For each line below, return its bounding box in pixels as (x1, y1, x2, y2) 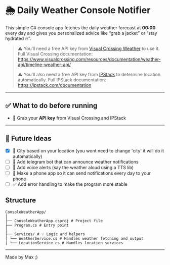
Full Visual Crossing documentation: (17, 50, 93, 57)
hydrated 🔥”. (5, 35, 31, 41)
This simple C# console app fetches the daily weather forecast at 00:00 (5, 24, 156, 31)
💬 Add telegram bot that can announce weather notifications (12, 158, 139, 165)
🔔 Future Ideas (5, 134, 52, 143)
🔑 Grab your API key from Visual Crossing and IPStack (12, 115, 126, 121)
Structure (5, 196, 36, 205)
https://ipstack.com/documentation (17, 82, 92, 88)
